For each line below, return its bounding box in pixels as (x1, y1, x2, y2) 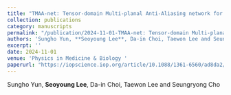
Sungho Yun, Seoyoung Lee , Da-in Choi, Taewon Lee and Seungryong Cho (7, 80, 221, 88)
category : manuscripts (7, 23, 72, 30)
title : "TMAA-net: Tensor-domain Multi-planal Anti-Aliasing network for (7, 10, 223, 17)
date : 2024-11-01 (7, 49, 57, 56)
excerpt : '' (7, 42, 41, 49)
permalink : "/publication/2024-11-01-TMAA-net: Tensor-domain (7, 29, 189, 36)
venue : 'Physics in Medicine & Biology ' (7, 55, 128, 62)
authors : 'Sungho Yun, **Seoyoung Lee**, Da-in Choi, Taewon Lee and (7, 36, 211, 43)
